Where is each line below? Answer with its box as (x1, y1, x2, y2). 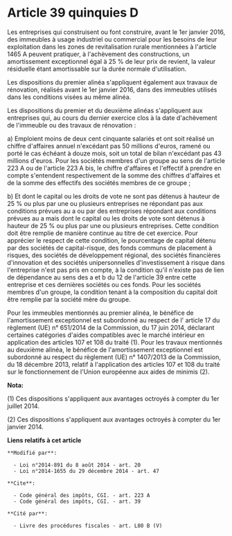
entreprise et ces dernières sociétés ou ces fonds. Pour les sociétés (7, 280, 202, 288)
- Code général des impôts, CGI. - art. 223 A (13, 492, 150, 499)
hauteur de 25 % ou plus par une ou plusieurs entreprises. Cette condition (7, 221, 220, 230)
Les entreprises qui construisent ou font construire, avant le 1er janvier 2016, (7, 28, 226, 36)
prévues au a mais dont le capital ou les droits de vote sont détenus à (7, 214, 206, 223)
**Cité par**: (7, 510, 48, 517)
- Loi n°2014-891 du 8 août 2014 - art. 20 (13, 461, 141, 469)
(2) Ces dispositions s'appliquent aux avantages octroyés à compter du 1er (7, 415, 221, 424)
